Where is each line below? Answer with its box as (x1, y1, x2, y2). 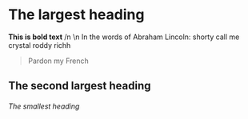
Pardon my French (27, 56, 90, 65)
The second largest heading (8, 79, 151, 93)
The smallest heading (8, 101, 80, 111)
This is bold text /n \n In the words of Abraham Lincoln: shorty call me (8, 32, 240, 42)
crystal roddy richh (8, 40, 71, 50)
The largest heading (8, 6, 145, 24)
